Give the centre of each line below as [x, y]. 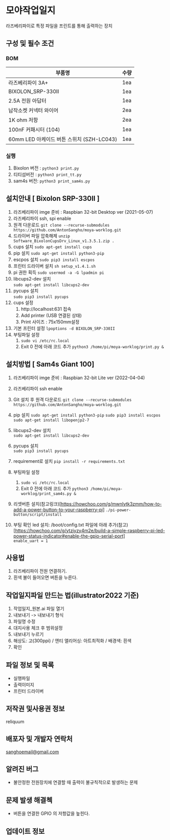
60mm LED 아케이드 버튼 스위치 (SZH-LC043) [63, 139]
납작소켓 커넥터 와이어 [33, 110]
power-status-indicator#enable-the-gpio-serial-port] [69, 536]
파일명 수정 [24, 622]
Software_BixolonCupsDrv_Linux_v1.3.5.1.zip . [64, 241]
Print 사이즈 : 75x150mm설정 [50, 322]
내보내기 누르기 [28, 634]
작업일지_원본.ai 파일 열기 [39, 609]
